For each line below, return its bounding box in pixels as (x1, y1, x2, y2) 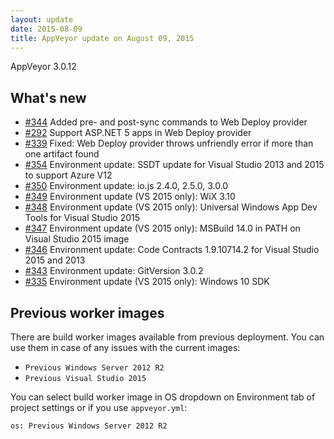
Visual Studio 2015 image (24, 233, 130, 245)
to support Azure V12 (24, 169, 113, 181)
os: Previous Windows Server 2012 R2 (10, 421, 168, 431)
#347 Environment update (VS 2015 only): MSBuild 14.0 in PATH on (24, 222, 301, 235)
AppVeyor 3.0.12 (10, 61, 77, 73)
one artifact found (24, 148, 100, 160)
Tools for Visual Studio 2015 (24, 212, 141, 224)
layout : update (10, 14, 74, 25)
